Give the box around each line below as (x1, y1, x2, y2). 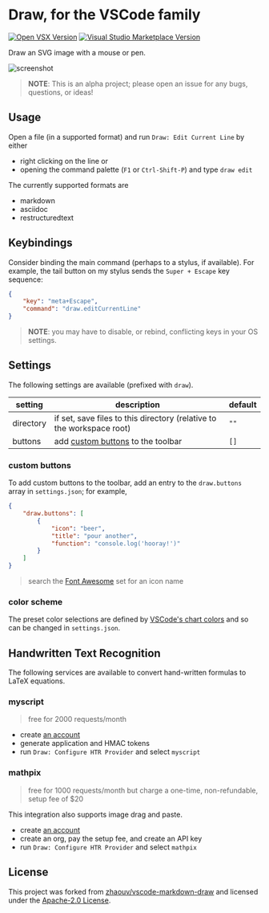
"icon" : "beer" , (50, 524, 106, 532)
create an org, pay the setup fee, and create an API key (19, 834, 203, 843)
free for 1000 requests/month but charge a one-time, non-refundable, (27, 785, 259, 795)
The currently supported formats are (8, 180, 129, 190)
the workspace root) (54, 422, 131, 434)
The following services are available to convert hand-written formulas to (8, 668, 247, 678)
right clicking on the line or (19, 156, 109, 165)
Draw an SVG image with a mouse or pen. (8, 47, 146, 57)
